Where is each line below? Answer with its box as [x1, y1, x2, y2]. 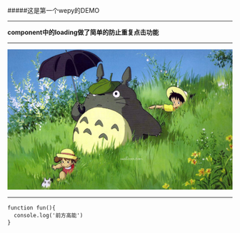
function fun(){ [7, 204, 56, 212]
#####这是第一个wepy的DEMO [7, 6, 100, 14]
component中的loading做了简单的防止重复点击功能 [7, 28, 159, 36]
